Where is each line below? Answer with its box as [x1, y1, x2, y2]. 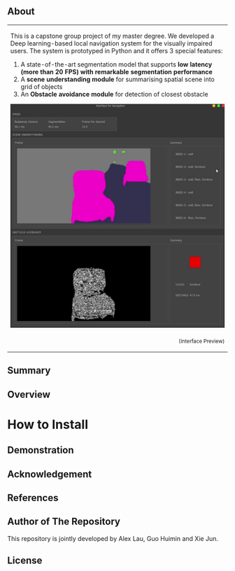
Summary [7, 364, 51, 377]
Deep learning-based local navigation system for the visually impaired [10, 39, 213, 48]
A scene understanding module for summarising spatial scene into [20, 75, 215, 83]
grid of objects [20, 82, 63, 90]
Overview [7, 388, 51, 400]
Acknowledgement [7, 468, 92, 480]
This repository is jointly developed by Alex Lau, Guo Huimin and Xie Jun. [7, 534, 219, 542]
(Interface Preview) [178, 338, 225, 345]
